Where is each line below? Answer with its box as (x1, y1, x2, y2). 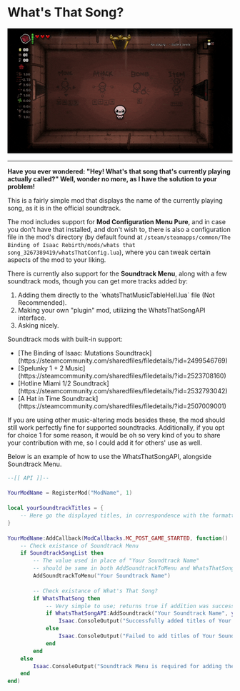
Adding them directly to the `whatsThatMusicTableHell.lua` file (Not (17, 291, 216, 299)
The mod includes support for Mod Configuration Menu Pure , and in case (7, 217, 226, 226)
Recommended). (17, 298, 67, 307)
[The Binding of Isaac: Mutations (17, 348, 114, 357)
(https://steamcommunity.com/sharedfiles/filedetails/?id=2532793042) (17, 386, 228, 395)
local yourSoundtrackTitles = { (7, 505, 104, 512)
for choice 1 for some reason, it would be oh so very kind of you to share (7, 430, 221, 439)
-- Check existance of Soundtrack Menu (20, 542, 139, 550)
